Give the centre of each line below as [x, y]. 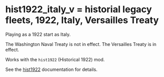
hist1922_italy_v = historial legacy [79, 9]
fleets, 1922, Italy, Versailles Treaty [82, 20]
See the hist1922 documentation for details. [51, 69]
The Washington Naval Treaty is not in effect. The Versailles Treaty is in [81, 44]
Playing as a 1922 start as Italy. [38, 34]
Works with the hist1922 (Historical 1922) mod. [55, 59]
